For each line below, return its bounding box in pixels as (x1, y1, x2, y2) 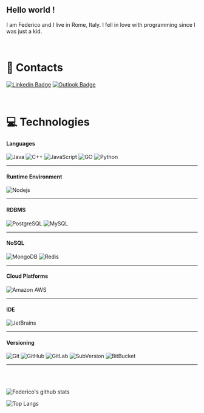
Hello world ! (6, 5, 55, 15)
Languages (6, 139, 35, 147)
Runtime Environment (6, 173, 63, 180)
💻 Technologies (6, 115, 90, 129)
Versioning (6, 339, 35, 346)
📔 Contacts (6, 61, 64, 74)
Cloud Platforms (6, 272, 49, 280)
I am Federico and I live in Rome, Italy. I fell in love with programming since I (6, 21, 195, 28)
